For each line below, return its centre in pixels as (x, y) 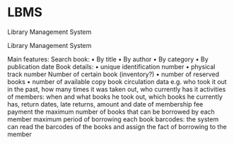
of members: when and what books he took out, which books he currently (115, 97)
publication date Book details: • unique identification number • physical (111, 66)
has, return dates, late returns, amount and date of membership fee (105, 104)
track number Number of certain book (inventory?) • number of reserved (113, 74)
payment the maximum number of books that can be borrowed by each (111, 112)
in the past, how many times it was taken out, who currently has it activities (117, 89)
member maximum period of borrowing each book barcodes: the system (113, 119)
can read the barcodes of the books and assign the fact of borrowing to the (117, 126)
